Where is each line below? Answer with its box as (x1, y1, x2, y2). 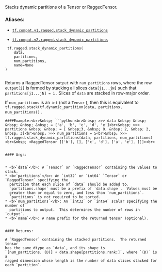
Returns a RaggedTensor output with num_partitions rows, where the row (5, 80, 152, 86)
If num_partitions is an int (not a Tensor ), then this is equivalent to (5, 99, 139, 106)
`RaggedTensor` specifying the (5, 178, 68, 183)
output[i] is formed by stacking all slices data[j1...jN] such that (5, 85, 137, 91)
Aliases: (5, 16, 25, 23)
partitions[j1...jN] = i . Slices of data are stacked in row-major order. (5, 90, 150, 96)
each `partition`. (5, 263, 42, 268)
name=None (14, 63, 34, 68)
